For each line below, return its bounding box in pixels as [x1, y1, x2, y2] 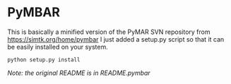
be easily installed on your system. [7, 42, 108, 51]
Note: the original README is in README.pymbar [7, 68, 150, 77]
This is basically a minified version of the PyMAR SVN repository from [7, 28, 211, 36]
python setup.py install [7, 56, 81, 64]
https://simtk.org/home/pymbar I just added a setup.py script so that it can [7, 35, 225, 43]
